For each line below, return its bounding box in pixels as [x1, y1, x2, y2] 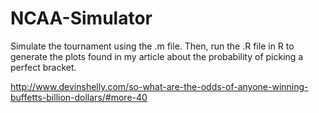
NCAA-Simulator [10, 7, 153, 30]
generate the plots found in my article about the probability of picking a [10, 50, 304, 62]
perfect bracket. [10, 61, 77, 73]
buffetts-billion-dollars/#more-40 [10, 91, 148, 103]
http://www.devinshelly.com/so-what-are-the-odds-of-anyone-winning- [10, 80, 309, 92]
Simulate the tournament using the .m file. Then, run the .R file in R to [10, 40, 295, 52]
